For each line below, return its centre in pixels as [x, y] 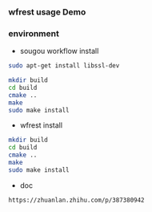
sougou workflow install [59, 51]
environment [34, 33]
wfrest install [41, 125]
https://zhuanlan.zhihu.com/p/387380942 [77, 200]
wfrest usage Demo [47, 12]
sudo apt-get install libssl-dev [64, 66]
